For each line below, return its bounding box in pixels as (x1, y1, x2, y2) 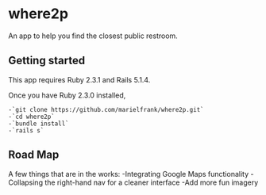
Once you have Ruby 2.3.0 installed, (8, 90, 126, 100)
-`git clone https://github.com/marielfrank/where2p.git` (8, 105, 204, 113)
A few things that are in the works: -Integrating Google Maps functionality (8, 169, 249, 178)
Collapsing (8, 178, 44, 187)
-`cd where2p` (8, 113, 56, 120)
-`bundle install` (8, 120, 69, 128)
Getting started (8, 54, 86, 67)
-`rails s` (8, 126, 44, 135)
